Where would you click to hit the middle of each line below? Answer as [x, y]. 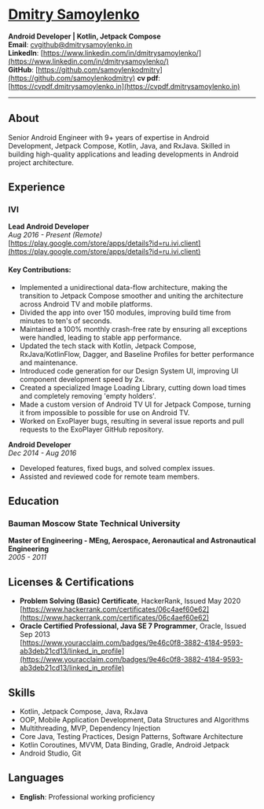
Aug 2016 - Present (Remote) [55, 235]
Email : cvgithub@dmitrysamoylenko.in [70, 44]
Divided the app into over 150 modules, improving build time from [125, 312]
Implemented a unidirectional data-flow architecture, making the [123, 287]
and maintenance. [49, 362]
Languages [36, 778]
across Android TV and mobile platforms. [86, 303]
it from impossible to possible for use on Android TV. [104, 412]
